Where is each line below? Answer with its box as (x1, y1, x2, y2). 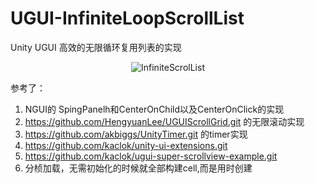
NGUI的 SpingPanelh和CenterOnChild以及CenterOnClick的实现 (24, 103, 285, 115)
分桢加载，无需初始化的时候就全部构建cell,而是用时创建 (24, 162, 253, 174)
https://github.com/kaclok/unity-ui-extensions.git (24, 139, 228, 151)
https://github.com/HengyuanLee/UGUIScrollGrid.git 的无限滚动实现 (24, 115, 305, 127)
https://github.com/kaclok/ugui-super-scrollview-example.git (24, 150, 278, 162)
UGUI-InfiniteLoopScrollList (10, 7, 245, 30)
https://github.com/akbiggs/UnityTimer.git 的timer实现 (24, 128, 248, 140)
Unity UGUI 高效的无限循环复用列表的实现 (10, 41, 182, 53)
